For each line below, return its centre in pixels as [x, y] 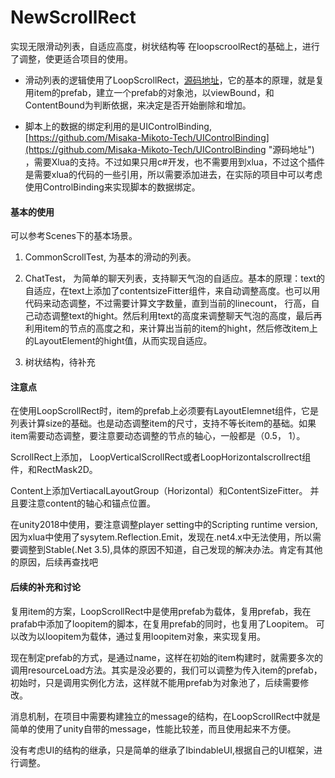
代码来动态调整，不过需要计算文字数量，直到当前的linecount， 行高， [168, 303]
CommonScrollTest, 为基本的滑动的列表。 [110, 257]
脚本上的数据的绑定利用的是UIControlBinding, [118, 126]
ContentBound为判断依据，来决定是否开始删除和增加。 [138, 105]
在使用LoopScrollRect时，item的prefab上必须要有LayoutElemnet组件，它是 [165, 411]
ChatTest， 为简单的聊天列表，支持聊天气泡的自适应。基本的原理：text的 [175, 278]
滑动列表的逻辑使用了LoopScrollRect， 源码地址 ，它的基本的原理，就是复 [174, 80]
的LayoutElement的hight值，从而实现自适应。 [118, 341]
